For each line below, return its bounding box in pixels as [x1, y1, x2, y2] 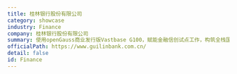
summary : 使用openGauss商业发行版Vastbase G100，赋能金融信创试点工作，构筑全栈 [7, 37, 226, 44]
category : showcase [7, 17, 65, 24]
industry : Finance [7, 23, 61, 30]
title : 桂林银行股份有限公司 [7, 10, 83, 18]
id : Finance [7, 56, 42, 63]
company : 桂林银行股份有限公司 [7, 30, 89, 37]
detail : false [7, 50, 49, 57]
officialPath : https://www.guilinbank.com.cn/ [7, 43, 147, 50]
